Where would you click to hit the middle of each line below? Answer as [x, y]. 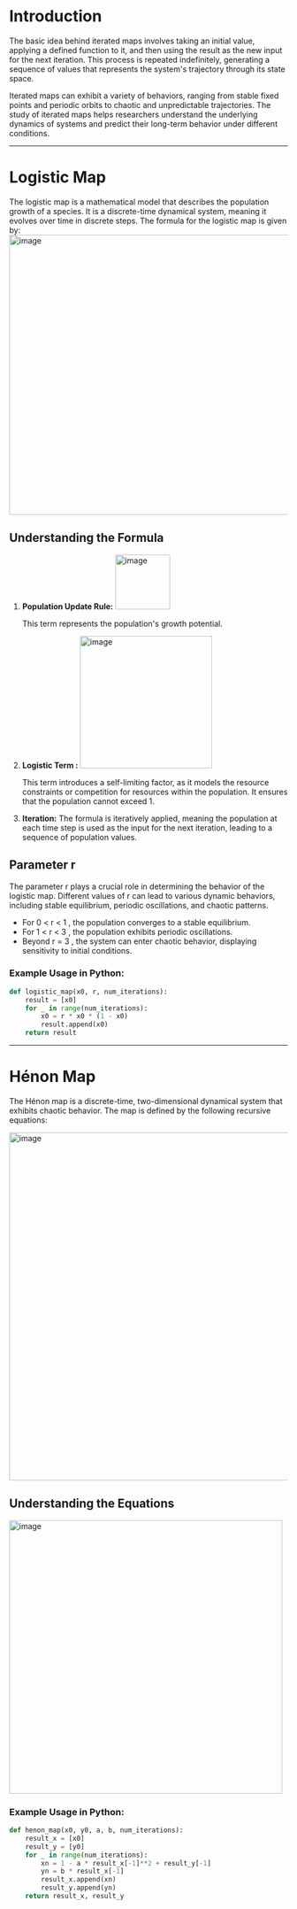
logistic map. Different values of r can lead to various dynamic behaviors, [142, 895]
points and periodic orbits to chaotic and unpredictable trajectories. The [140, 104]
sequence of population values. [79, 837]
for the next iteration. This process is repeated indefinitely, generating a [140, 59]
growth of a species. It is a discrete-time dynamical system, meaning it [138, 211]
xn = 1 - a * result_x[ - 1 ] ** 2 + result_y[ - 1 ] [126, 1863]
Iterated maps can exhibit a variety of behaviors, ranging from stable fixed [144, 96]
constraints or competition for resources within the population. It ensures [155, 792]
